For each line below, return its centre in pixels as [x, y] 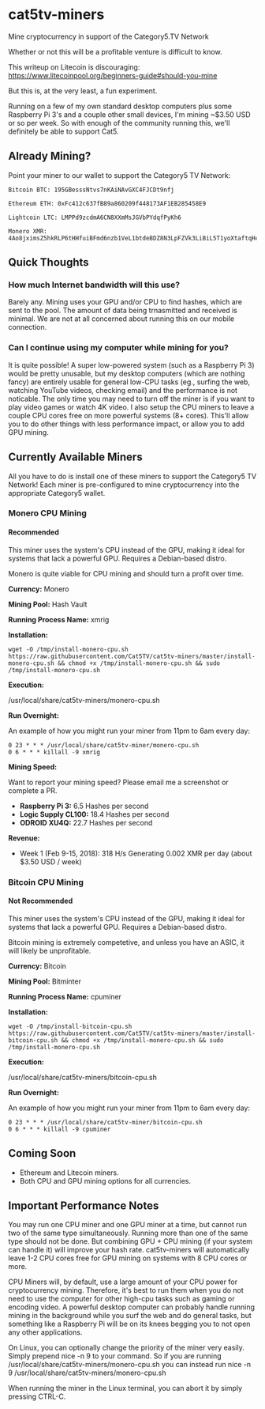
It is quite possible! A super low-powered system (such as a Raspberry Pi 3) [131, 365]
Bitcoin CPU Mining [46, 882]
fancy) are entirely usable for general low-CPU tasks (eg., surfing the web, [129, 382]
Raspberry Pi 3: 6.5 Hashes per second [84, 806]
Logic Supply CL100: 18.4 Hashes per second [94, 814]
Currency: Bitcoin [37, 965]
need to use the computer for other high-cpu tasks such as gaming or [121, 1299]
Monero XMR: [28, 231]
